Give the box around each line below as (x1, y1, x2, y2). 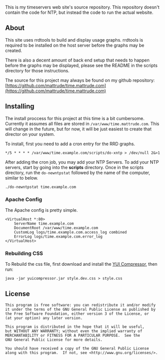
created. (5, 47, 22, 54)
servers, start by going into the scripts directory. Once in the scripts (5, 164, 144, 170)
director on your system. (5, 131, 55, 137)
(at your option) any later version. (5, 316, 83, 321)
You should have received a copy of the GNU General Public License (5, 346, 149, 351)
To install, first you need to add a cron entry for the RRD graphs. (5, 141, 135, 147)
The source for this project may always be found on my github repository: (5, 77, 155, 83)
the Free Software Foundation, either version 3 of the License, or (5, 311, 149, 316)
